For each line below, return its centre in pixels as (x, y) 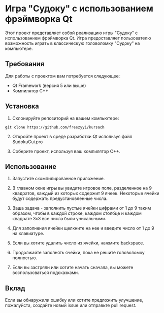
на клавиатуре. (28, 234)
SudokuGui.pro (28, 142)
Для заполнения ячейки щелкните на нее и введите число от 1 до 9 (83, 228)
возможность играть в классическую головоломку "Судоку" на (73, 43)
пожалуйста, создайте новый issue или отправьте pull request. (71, 305)
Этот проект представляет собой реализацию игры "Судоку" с (71, 33)
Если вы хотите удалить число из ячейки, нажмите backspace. (78, 243)
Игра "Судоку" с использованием (79, 9)
